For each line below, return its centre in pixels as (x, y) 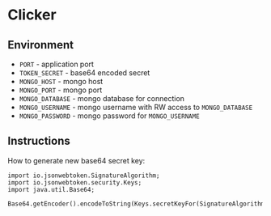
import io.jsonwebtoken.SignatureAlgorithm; (84, 176)
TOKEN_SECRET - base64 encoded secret (85, 73)
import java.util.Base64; (51, 189)
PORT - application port (57, 64)
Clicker (32, 15)
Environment (41, 45)
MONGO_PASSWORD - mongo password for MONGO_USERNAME (109, 116)
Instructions (39, 141)
